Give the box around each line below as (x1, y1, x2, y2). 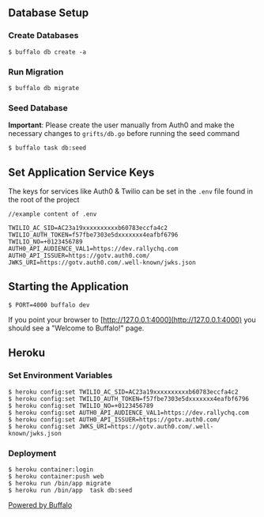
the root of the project (8, 195, 80, 205)
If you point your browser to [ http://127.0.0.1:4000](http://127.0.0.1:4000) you (8, 315, 256, 324)
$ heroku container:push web (8, 472, 104, 481)
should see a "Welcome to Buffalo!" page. (8, 323, 145, 333)
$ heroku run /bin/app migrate (8, 479, 111, 487)
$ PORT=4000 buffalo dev (8, 300, 90, 309)
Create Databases (8, 30, 79, 41)
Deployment (8, 447, 57, 459)
